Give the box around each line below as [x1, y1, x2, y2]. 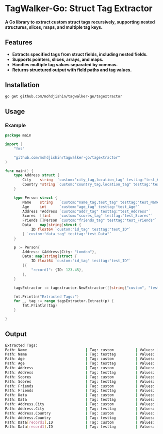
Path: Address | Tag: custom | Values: [5, 366, 155, 371]
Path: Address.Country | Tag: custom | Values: [5, 411, 155, 415]
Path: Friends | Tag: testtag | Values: [5, 388, 155, 393]
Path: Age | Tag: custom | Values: [5, 357, 155, 361]
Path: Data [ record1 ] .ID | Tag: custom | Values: [5, 420, 155, 425]
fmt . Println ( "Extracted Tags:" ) [14, 294, 79, 299]
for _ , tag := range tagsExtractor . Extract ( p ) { [14, 299, 114, 303]
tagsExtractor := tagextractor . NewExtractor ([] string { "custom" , [14, 285, 147, 290]
